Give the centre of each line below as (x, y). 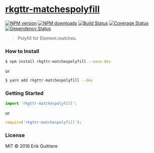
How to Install (22, 51)
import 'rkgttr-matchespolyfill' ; (41, 104)
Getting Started (24, 93)
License (15, 135)
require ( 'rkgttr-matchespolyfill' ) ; (43, 122)
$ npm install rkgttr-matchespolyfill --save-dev (58, 62)
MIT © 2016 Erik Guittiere (31, 146)
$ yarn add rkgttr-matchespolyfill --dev (49, 81)
